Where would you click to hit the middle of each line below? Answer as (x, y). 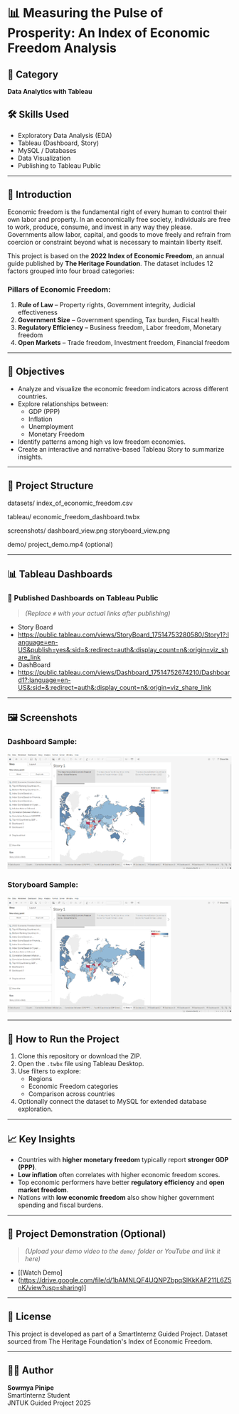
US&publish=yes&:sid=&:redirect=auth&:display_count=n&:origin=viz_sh (123, 650)
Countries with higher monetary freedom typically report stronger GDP (123, 1160)
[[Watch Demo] (40, 1272)
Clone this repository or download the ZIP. (80, 1056)
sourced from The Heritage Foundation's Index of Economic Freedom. (110, 1341)
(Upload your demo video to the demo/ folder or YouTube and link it (122, 1251)
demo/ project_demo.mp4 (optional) (60, 544)
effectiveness (38, 312)
